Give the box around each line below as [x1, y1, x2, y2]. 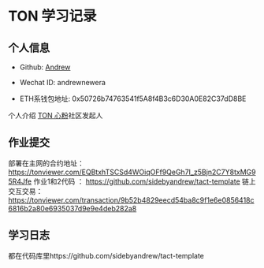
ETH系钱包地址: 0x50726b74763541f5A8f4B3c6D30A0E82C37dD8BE [19, 94, 247, 103]
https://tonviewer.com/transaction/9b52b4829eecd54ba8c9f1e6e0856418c [8, 195, 255, 205]
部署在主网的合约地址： [8, 158, 84, 168]
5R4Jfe [8, 177, 32, 186]
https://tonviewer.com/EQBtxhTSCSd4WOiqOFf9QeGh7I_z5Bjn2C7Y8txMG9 [8, 167, 256, 177]
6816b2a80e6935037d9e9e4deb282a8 [8, 203, 137, 213]
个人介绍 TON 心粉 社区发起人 [8, 111, 103, 120]
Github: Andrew [19, 62, 71, 72]
